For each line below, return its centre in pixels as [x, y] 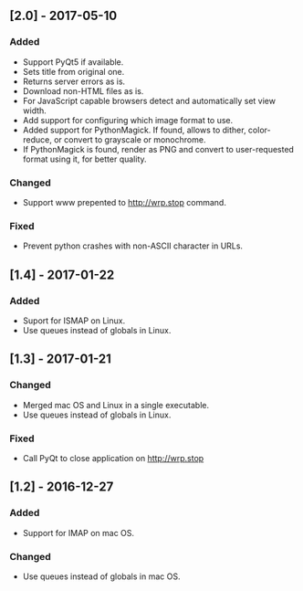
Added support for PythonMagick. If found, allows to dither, [134, 130]
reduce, [37, 139]
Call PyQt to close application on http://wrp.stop [113, 458]
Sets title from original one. [73, 71]
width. [35, 111]
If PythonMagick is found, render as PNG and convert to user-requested [158, 149]
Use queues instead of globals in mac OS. [101, 576]
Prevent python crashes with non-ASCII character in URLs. [133, 246]
